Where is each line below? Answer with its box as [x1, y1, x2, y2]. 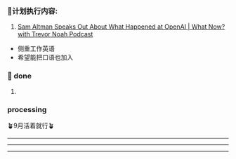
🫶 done [7, 71, 32, 81]
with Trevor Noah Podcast [17, 30, 93, 39]
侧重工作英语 [17, 44, 55, 53]
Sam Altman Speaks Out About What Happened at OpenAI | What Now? [17, 22, 225, 31]
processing [7, 104, 47, 114]
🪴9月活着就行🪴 [7, 121, 55, 130]
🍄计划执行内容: [7, 6, 58, 15]
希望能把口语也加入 [17, 53, 74, 62]
